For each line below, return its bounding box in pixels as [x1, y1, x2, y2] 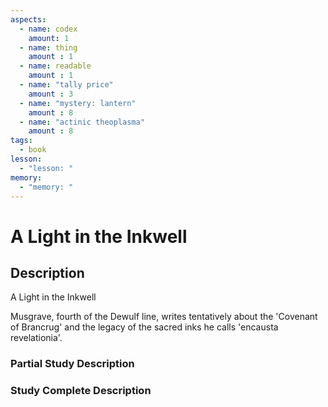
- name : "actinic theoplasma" [19, 117, 145, 127]
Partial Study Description [10, 357, 135, 371]
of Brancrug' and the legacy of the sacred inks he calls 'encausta [10, 321, 279, 333]
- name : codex [19, 24, 78, 34]
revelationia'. [10, 332, 63, 344]
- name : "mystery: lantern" [19, 98, 137, 108]
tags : [10, 136, 33, 146]
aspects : [10, 14, 47, 25]
